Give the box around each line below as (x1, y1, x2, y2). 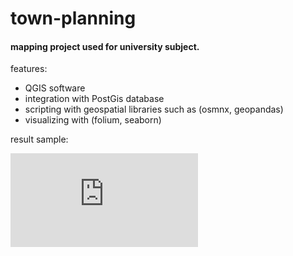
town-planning (10, 7, 137, 30)
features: (10, 63, 48, 75)
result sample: (10, 133, 69, 146)
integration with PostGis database (24, 93, 165, 105)
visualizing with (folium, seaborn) (24, 114, 162, 126)
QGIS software (24, 82, 86, 94)
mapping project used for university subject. (10, 40, 200, 52)
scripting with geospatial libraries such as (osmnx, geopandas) (24, 103, 284, 116)
